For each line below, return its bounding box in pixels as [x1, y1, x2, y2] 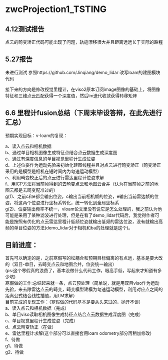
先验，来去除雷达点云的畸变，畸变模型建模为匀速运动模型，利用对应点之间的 [5, 286, 163, 292]
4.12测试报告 [5, 25, 44, 33]
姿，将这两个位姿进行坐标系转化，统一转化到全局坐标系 [5, 199, 119, 205]
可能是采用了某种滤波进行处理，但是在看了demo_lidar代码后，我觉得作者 [5, 212, 155, 218]
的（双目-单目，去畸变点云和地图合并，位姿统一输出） [5, 261, 117, 267]
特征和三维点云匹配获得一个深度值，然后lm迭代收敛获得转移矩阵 [5, 92, 137, 98]
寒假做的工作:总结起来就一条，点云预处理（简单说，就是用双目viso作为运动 [5, 280, 160, 286]
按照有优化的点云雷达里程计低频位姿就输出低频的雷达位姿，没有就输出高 [13, 218, 163, 224]
